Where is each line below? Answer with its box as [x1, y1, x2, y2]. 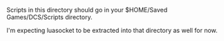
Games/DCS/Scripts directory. [6, 13, 93, 21]
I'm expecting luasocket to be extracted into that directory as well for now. [6, 27, 218, 34]
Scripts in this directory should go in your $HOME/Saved [6, 6, 167, 14]
